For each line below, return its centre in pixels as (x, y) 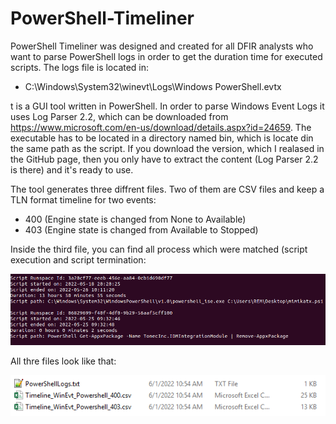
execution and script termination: (78, 259)
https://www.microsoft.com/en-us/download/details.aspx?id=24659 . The (161, 127)
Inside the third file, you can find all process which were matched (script (159, 249)
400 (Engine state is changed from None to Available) (135, 219)
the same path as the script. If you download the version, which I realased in (167, 148)
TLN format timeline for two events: (83, 199)
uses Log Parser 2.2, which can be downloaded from (119, 116)
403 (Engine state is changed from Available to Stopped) (141, 229)
